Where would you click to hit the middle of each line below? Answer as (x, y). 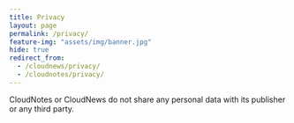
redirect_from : (37, 58)
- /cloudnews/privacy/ (59, 67)
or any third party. (42, 109)
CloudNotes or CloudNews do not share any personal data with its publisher (147, 99)
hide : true (29, 50)
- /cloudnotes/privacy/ (60, 75)
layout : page (33, 25)
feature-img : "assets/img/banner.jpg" (80, 42)
